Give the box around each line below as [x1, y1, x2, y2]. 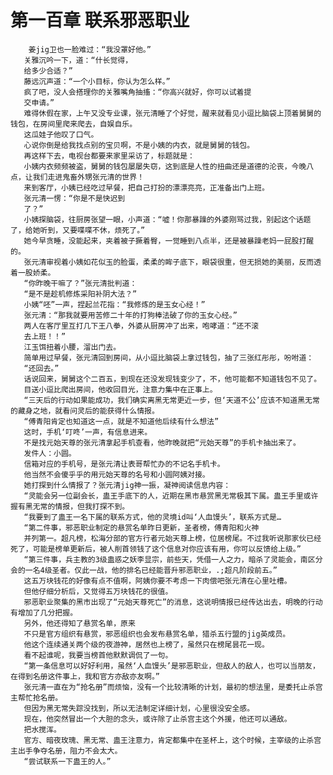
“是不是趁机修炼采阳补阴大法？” [23, 289, 138, 299]
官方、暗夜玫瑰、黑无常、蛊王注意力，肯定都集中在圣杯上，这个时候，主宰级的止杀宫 [23, 735, 322, 745]
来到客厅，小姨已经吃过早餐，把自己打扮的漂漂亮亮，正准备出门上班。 [23, 182, 270, 193]
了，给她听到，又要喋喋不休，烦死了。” [10, 225, 146, 235]
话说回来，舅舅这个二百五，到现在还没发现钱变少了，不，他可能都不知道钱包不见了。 [23, 374, 322, 384]
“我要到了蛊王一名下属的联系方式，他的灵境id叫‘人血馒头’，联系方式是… [23, 512, 282, 522]
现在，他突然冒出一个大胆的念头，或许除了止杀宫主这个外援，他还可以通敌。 [23, 714, 292, 724]
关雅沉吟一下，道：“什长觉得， [23, 55, 133, 65]
